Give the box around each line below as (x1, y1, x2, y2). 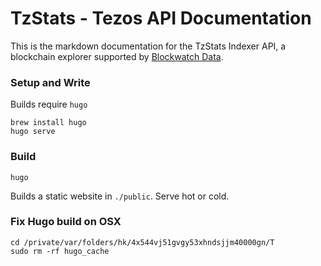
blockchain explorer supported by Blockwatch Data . (10, 50, 224, 62)
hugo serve (10, 127, 56, 137)
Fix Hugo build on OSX (10, 215, 122, 229)
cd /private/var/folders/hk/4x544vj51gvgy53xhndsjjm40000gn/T (10, 237, 275, 247)
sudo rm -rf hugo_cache (10, 246, 110, 256)
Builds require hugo (10, 98, 88, 111)
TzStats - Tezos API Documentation (10, 7, 312, 30)
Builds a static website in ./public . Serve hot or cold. (10, 190, 230, 202)
